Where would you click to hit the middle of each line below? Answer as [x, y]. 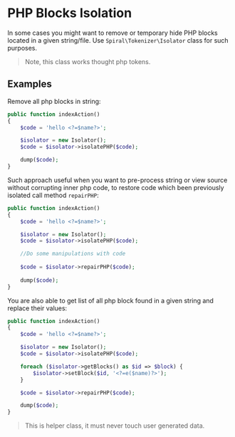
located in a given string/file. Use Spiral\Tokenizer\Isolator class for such [118, 40]
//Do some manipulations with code [73, 254]
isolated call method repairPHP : [53, 195]
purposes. [22, 48]
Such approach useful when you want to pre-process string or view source [117, 180]
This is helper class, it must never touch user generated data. [115, 426]
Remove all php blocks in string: [54, 101]
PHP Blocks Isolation [70, 13]
